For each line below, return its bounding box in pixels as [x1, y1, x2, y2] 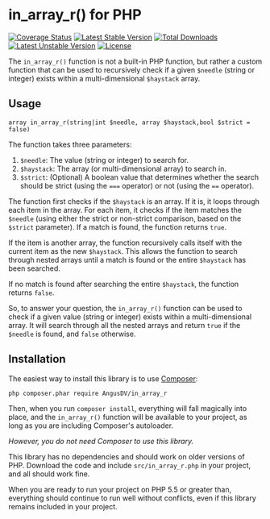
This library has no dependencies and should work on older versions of [8, 451, 245, 461]
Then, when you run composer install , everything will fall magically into [8, 403, 247, 413]
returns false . [8, 288, 55, 297]
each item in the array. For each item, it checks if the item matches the [8, 205, 242, 214]
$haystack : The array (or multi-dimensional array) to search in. [19, 164, 227, 173]
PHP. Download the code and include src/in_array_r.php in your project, [8, 460, 251, 470]
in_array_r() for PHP [8, 6, 143, 24]
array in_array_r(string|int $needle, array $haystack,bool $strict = [8, 118, 251, 127]
